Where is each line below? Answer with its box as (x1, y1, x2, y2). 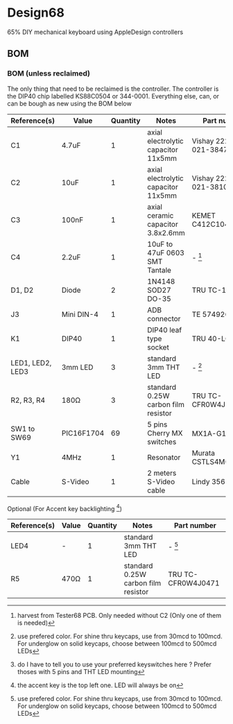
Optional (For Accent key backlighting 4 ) (7, 503, 123, 512)
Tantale (147, 265, 172, 275)
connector (147, 313, 181, 323)
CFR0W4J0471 (168, 578, 220, 588)
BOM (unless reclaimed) (7, 69, 90, 78)
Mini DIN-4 (61, 309, 99, 319)
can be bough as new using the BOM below (7, 99, 132, 107)
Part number (173, 521, 217, 531)
